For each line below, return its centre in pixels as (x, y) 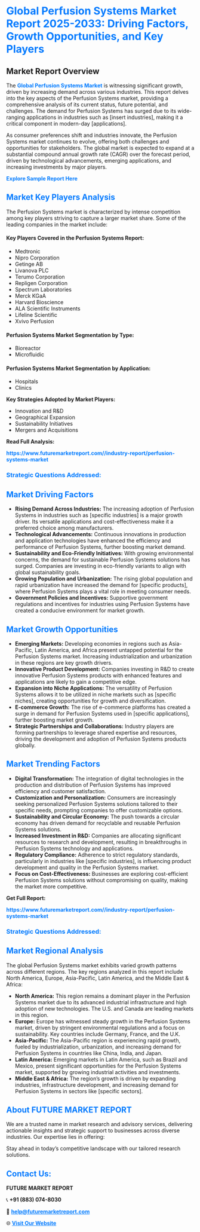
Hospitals (27, 381)
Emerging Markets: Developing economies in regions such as (91, 643)
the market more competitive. (51, 886)
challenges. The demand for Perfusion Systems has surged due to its (91, 111)
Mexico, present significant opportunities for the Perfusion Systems (98, 1066)
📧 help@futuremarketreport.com (48, 1212)
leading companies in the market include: (57, 224)
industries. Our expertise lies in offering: (56, 1137)
